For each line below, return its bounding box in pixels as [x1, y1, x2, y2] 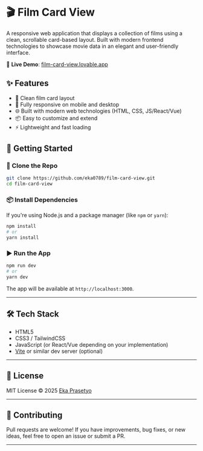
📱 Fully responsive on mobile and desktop [14, 101, 120, 108]
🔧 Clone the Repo [6, 162, 58, 170]
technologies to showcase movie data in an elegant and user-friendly [6, 42, 179, 50]
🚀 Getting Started [6, 144, 73, 154]
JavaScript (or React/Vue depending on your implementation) [14, 341, 169, 348]
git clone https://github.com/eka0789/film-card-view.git [6, 175, 155, 181]
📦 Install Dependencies [6, 196, 79, 204]
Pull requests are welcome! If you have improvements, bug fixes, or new [6, 426, 186, 433]
